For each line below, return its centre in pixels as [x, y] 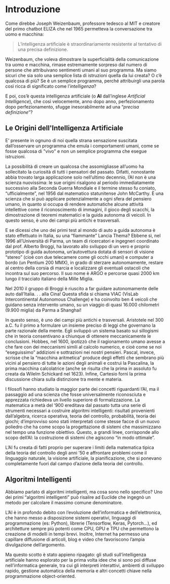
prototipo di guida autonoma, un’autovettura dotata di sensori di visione [80, 252]
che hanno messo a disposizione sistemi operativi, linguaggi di [71, 518]
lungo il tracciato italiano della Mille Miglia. [49, 279]
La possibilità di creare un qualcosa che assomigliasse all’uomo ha [75, 166]
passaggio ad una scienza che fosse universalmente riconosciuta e [76, 394]
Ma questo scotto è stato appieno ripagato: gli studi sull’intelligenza [76, 555]
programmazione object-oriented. [41, 576]
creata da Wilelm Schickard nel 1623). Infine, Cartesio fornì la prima [76, 373]
